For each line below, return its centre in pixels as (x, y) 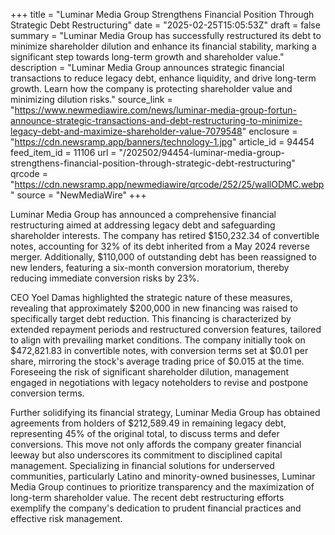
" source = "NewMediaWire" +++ (78, 195)
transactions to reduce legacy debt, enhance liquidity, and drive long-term (163, 78)
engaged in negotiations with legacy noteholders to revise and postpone (159, 382)
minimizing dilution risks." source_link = (91, 99)
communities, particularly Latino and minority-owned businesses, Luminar (163, 476)
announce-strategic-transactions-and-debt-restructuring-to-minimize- (156, 120)
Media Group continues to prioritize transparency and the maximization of (162, 487)
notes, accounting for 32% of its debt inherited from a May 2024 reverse (160, 246)
